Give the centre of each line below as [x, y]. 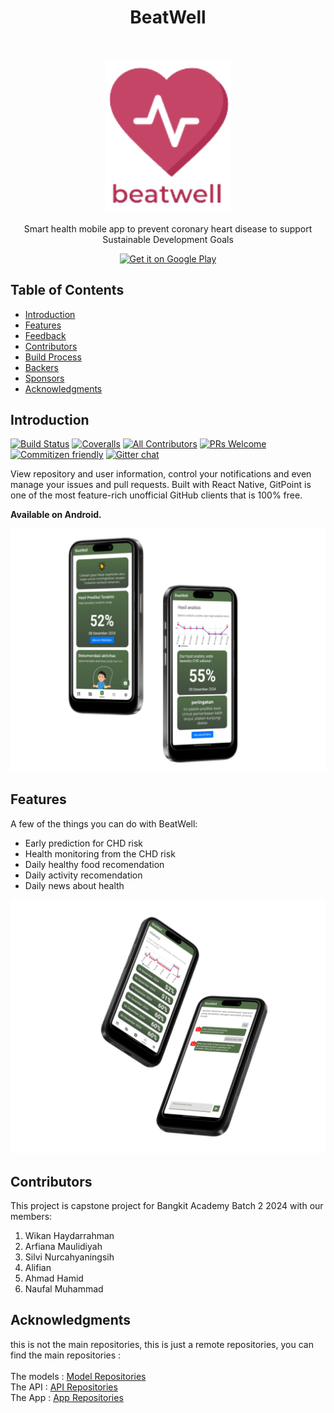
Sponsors [44, 378]
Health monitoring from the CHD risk [100, 853]
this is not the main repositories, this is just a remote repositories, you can [162, 1344]
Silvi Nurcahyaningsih [69, 1257]
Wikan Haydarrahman [69, 1235]
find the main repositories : [66, 1355]
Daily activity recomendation [83, 875]
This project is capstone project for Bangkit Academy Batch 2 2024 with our [167, 1205]
